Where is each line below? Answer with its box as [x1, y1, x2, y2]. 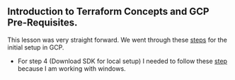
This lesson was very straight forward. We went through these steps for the [7, 35, 228, 44]
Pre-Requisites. [7, 17, 78, 29]
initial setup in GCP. [7, 42, 64, 52]
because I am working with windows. [17, 64, 126, 73]
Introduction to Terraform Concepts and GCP [7, 6, 210, 18]
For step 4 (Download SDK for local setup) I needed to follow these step [17, 57, 228, 65]
